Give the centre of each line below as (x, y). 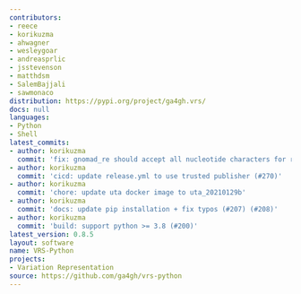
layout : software (42, 243)
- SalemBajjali (38, 84)
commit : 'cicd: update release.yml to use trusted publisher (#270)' (150, 176)
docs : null (30, 109)
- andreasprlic (38, 59)
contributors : (36, 17)
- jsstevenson (36, 68)
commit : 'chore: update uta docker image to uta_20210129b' (132, 193)
